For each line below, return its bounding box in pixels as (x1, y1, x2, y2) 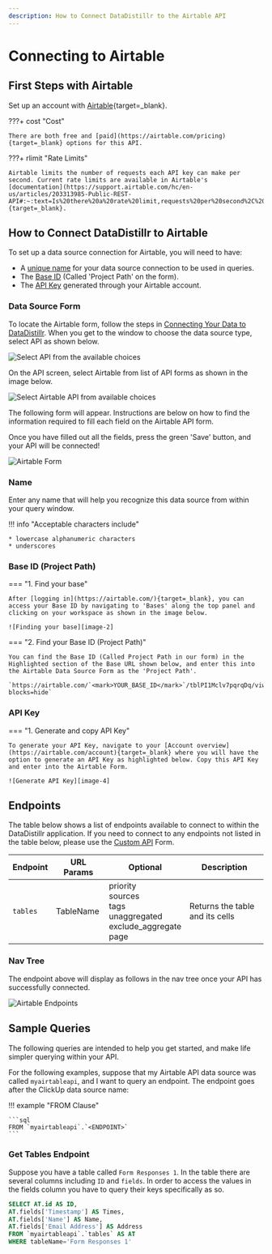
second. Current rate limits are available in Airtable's (8, 176, 208, 184)
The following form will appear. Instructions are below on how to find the (8, 407, 250, 417)
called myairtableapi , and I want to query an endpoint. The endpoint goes (8, 1076, 255, 1086)
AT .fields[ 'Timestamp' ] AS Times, (8, 1208, 125, 1216)
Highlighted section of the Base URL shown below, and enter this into (8, 660, 255, 668)
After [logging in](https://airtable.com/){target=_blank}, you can (8, 595, 244, 604)
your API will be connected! (8, 441, 100, 450)
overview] (197, 741, 230, 749)
